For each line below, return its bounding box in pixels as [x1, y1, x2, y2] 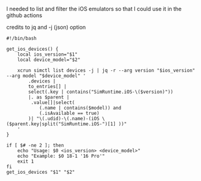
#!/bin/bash [6, 35, 37, 42]
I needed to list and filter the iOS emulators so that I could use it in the [6, 6, 182, 12]
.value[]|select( [31, 100, 75, 106]
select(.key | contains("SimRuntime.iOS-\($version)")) [28, 89, 174, 95]
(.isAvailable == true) [38, 110, 100, 116]
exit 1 [17, 158, 34, 164]
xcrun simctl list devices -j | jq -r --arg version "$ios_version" [17, 67, 196, 73]
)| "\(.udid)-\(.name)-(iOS [28, 116, 100, 122]
